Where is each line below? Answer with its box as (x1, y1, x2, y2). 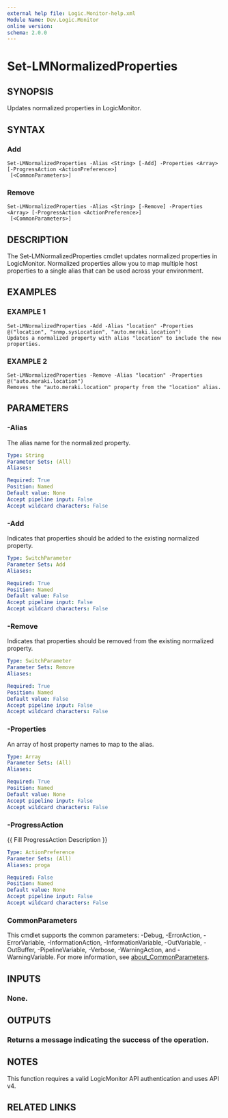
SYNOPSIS (7, 86, 54, 97)
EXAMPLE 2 (7, 356, 48, 366)
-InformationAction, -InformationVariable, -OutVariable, (47, 939, 203, 947)
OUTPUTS (7, 1015, 51, 1026)
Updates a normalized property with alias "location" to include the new (7, 334, 222, 341)
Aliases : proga (7, 861, 51, 869)
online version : (7, 23, 53, 29)
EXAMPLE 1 (7, 307, 46, 316)
